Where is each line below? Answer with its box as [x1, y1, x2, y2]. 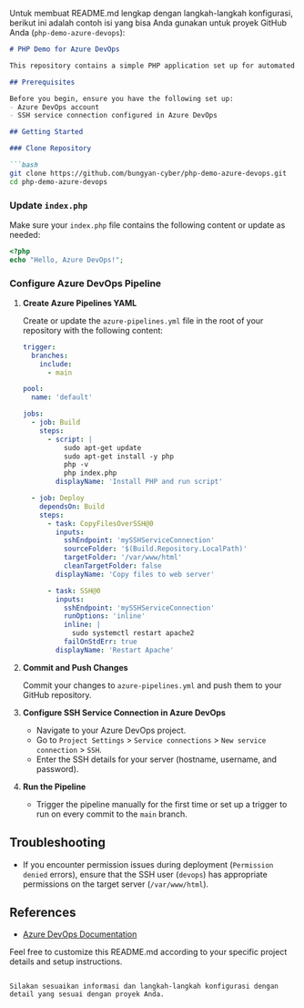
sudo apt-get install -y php [63, 451, 175, 461]
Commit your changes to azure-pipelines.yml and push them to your [22, 679, 282, 691]
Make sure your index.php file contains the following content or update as [9, 219, 286, 231]
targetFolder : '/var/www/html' [63, 553, 183, 562]
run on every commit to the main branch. [35, 808, 188, 819]
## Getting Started [9, 128, 84, 137]
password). [35, 763, 79, 774]
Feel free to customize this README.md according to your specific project [9, 947, 288, 958]
